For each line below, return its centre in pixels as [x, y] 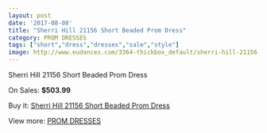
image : [19, 52]
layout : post [30, 15]
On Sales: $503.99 [40, 90]
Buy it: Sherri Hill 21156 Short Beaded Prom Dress [89, 105]
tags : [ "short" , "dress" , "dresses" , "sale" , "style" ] [94, 45]
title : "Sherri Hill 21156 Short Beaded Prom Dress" [97, 30]
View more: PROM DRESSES [55, 121]
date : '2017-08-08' [41, 23]
